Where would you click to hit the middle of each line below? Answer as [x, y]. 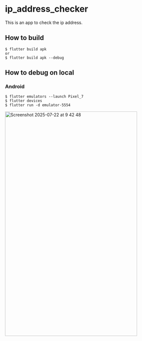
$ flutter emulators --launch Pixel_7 [44, 97]
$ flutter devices [24, 101]
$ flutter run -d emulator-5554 [38, 105]
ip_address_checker [47, 9]
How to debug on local [40, 73]
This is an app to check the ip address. [44, 22]
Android [15, 86]
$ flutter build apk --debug [35, 58]
